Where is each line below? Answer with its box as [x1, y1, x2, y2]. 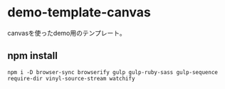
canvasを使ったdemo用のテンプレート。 [7, 28, 126, 37]
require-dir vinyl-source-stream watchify [7, 75, 135, 82]
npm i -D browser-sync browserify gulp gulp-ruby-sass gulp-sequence [7, 68, 219, 75]
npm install [7, 50, 58, 62]
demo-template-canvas [7, 4, 152, 21]
